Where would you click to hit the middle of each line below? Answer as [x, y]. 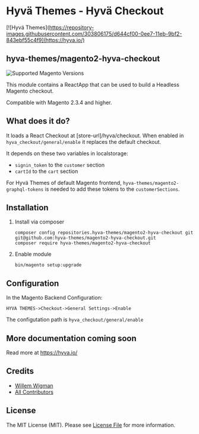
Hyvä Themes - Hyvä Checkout [85, 11]
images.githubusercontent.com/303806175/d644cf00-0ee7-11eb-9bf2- [94, 33]
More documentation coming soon [71, 338]
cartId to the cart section [46, 171]
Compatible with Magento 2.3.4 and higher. [59, 102]
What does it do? [38, 121]
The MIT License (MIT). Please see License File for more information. [91, 425]
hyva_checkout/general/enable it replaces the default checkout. [84, 141]
